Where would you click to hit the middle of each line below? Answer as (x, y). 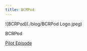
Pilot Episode (19, 43)
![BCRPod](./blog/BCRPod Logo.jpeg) (44, 24)
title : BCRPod (20, 10)
